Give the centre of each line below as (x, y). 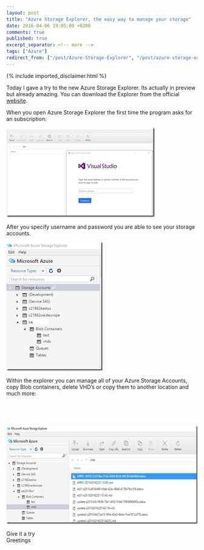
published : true (27, 39)
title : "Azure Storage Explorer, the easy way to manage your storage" (99, 19)
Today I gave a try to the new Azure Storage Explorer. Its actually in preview (101, 88)
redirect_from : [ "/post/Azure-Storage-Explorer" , (70, 58)
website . (17, 100)
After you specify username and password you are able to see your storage (101, 227)
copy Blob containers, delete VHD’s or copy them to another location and (98, 387)
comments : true (25, 32)
